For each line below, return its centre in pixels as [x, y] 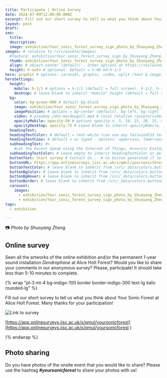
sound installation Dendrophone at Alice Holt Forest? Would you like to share [83, 262]
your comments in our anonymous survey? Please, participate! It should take [83, 268]
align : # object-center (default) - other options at [66, 65]
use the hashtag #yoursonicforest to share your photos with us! [71, 370]
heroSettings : [20, 79]
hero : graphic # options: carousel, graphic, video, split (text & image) [84, 75]
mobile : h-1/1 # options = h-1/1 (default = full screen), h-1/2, [84, 88]
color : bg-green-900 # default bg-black [56, 103]
